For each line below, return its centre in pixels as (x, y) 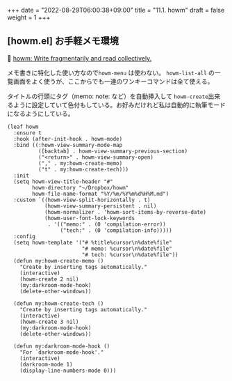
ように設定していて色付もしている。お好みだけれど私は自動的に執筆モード (119, 104)
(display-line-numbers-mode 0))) (68, 371)
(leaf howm (23, 127)
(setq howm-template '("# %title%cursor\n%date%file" (93, 242)
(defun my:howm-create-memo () (59, 261)
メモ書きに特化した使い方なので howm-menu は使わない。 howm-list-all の (111, 72)
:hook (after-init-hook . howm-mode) (68, 139)
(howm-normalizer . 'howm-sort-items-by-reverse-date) (125, 212)
